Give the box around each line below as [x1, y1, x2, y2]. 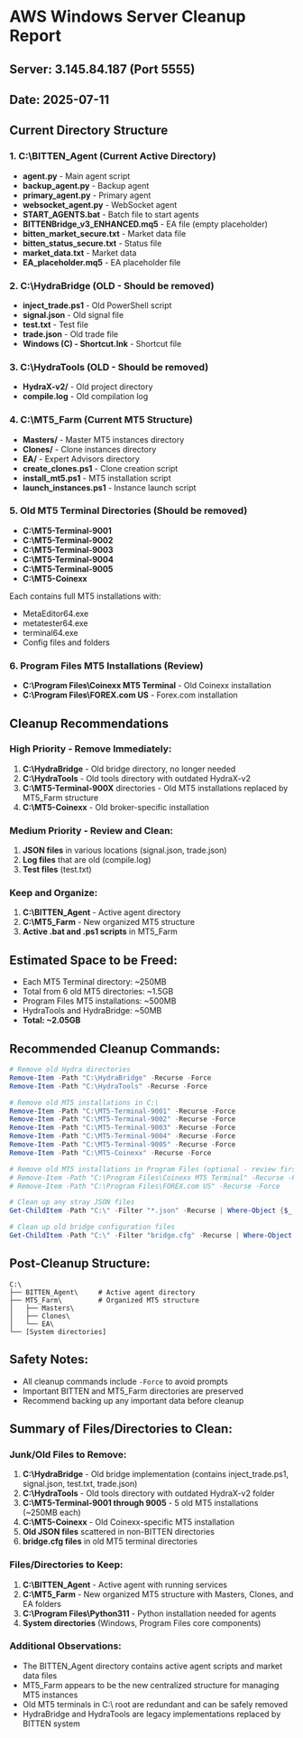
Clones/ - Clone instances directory [22, 444, 157, 454]
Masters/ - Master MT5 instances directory [22, 434, 185, 444]
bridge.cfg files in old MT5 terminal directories [22, 1536, 198, 1546]
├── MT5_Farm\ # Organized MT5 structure [9, 1295, 200, 1304]
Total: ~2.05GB [22, 1014, 81, 1026]
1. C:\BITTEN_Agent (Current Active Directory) [9, 150, 216, 163]
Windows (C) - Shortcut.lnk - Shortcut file [22, 338, 182, 349]
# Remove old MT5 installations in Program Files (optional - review [9, 1164, 277, 1173]
